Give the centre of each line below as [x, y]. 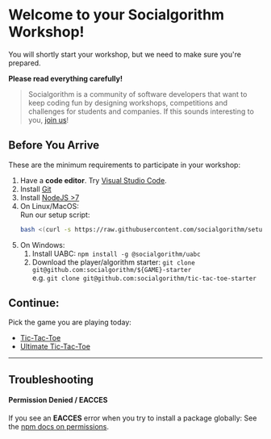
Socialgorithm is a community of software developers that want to [138, 94]
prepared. [25, 63]
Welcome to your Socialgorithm [116, 15]
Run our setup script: [55, 215]
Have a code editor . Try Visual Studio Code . [93, 180]
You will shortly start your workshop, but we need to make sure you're [125, 54]
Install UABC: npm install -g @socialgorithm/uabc [116, 253]
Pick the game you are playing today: [70, 322]
